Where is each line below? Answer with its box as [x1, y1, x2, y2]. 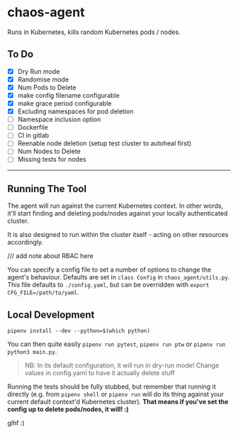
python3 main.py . [7, 347, 57, 356]
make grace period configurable [17, 99, 112, 107]
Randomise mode [17, 75, 69, 84]
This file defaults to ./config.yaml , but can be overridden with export [7, 281, 210, 289]
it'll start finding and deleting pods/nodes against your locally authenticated [7, 209, 228, 218]
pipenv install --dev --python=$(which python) [7, 328, 151, 335]
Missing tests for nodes [17, 155, 86, 164]
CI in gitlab [17, 131, 50, 140]
